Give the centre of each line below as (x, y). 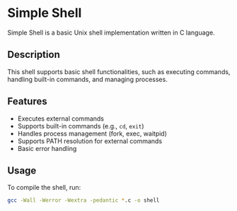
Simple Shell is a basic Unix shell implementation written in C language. (111, 32)
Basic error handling (47, 148)
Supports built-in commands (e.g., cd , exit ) (81, 126)
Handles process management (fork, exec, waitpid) (92, 133)
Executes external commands (61, 119)
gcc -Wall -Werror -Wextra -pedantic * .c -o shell (83, 200)
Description (34, 55)
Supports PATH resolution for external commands (90, 141)
